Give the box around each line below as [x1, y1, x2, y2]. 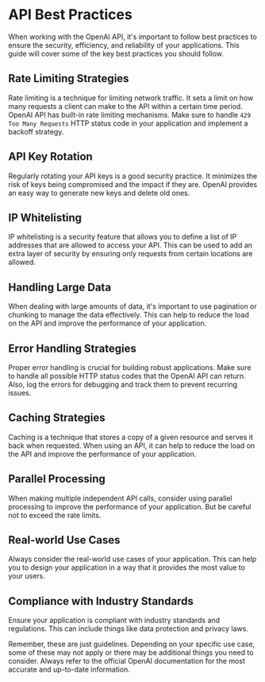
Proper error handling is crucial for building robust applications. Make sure [8, 363, 252, 372]
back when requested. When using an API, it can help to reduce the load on [8, 440, 255, 450]
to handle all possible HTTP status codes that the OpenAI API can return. [8, 372, 246, 380]
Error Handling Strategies [8, 341, 136, 355]
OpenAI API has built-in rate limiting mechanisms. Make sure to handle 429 [8, 110, 252, 119]
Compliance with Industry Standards [8, 594, 194, 608]
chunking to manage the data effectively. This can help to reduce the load [8, 310, 250, 320]
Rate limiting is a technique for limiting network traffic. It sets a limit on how [8, 93, 254, 103]
